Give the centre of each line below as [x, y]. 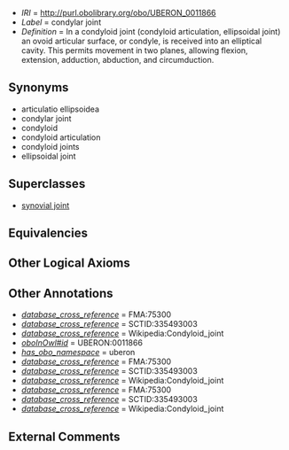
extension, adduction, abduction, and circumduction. [117, 60]
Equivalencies [48, 233]
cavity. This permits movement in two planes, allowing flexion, [135, 50]
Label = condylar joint [61, 22]
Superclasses [47, 184]
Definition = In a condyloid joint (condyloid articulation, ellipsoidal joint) [151, 31]
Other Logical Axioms [69, 264]
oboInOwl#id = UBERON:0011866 [82, 343]
